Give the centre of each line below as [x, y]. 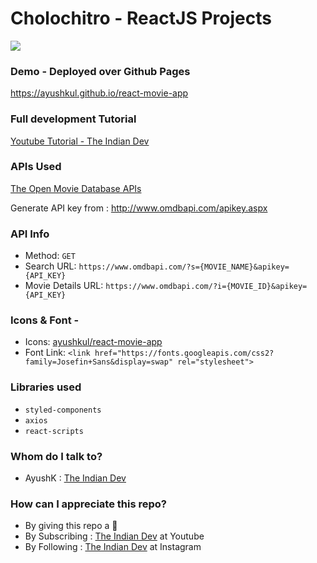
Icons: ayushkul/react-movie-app [93, 342]
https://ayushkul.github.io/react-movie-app [99, 93]
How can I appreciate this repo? [88, 504]
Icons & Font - [45, 320]
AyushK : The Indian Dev [75, 478]
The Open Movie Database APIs [76, 188]
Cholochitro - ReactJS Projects [141, 18]
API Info [30, 234]
